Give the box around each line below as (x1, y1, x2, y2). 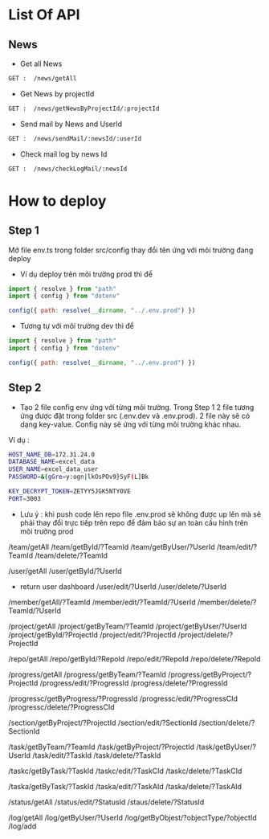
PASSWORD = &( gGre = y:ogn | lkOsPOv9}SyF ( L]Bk (8, 473, 149, 481)
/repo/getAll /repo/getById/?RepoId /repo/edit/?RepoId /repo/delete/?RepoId (8, 653, 261, 664)
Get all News (19, 59, 63, 68)
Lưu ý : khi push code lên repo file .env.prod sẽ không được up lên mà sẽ (19, 509, 262, 519)
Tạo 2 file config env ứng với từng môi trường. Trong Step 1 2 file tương (19, 402, 255, 411)
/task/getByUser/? (196, 742, 257, 751)
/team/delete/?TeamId (35, 550, 108, 560)
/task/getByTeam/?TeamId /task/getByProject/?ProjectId (8, 742, 195, 751)
